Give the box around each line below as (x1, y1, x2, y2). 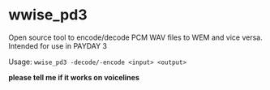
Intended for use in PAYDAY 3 (8, 41, 108, 50)
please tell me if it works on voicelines (8, 72, 139, 82)
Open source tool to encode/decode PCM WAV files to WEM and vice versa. (8, 32, 263, 42)
